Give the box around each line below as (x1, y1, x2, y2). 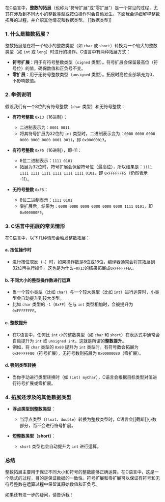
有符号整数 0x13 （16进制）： (12, 114, 68, 120)
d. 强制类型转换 (5, 362, 36, 368)
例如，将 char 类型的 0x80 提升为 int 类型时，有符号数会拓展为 (12, 344, 139, 350)
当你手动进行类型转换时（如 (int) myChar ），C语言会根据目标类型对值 (12, 374, 153, 380)
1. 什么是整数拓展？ (5, 31, 51, 37)
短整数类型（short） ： (12, 433, 56, 439)
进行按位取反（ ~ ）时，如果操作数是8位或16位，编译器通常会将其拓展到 (12, 259, 156, 265)
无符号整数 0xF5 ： (12, 187, 49, 192)
